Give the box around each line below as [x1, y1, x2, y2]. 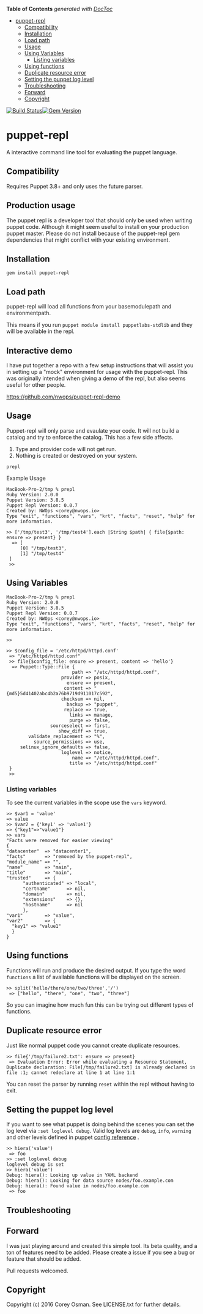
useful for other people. [6, 381, 66, 388]
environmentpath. [6, 309, 51, 317]
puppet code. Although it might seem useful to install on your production [6, 223, 190, 230]
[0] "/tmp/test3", [20, 545, 67, 551]
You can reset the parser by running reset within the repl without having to [6, 1080, 194, 1088]
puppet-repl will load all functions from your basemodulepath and [6, 303, 172, 310]
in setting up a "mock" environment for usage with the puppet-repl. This [6, 368, 188, 375]
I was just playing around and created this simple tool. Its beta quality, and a [6, 1242, 197, 1249]
